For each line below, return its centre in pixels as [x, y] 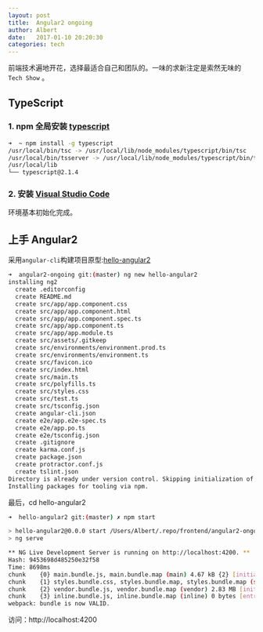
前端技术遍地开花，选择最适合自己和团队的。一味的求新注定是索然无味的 [124, 68]
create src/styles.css [52, 392]
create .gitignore [45, 443]
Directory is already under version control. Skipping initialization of [131, 479]
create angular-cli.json [56, 413]
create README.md [43, 296]
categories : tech [36, 45]
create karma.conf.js [50, 450]
